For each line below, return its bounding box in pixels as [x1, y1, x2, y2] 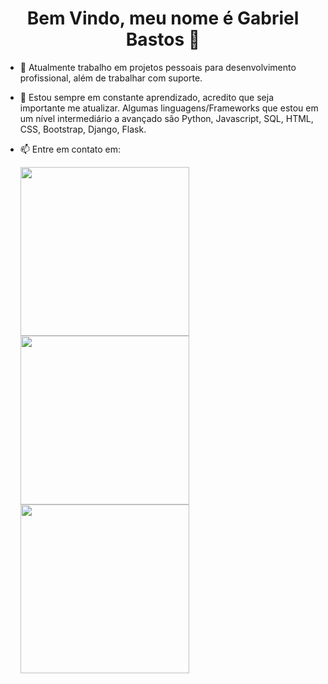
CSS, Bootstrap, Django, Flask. [19, 123, 147, 135]
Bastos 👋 [125, 28, 201, 51]
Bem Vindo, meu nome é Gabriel [26, 7, 300, 30]
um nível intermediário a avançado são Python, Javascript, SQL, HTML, [19, 112, 314, 124]
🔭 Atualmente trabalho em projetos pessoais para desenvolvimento [19, 61, 297, 73]
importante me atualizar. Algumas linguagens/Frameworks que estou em [19, 102, 319, 114]
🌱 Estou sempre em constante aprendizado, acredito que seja [19, 91, 274, 103]
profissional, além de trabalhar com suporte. [19, 72, 203, 84]
